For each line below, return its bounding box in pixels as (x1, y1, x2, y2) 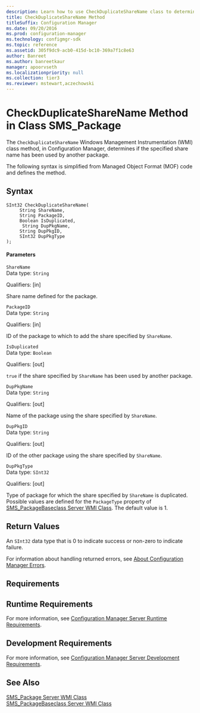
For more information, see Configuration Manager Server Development (6, 654, 180, 661)
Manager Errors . (6, 561, 46, 568)
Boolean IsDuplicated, (19, 218, 76, 224)
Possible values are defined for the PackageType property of (6, 498, 152, 505)
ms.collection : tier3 (6, 75, 60, 81)
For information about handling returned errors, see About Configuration (6, 555, 183, 562)
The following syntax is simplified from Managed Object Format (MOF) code (6, 162, 193, 170)
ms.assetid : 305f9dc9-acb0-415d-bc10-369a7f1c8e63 (6, 48, 135, 54)
